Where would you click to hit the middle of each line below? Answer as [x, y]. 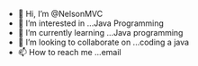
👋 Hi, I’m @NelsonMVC [60, 14]
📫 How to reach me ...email [69, 52]
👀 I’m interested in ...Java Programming [91, 23]
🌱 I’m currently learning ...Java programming [100, 33]
